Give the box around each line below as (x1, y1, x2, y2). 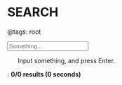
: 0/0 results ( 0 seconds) (7, 70, 81, 78)
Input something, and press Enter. (17, 56, 116, 65)
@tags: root (7, 27, 41, 36)
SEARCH (7, 4, 59, 20)
